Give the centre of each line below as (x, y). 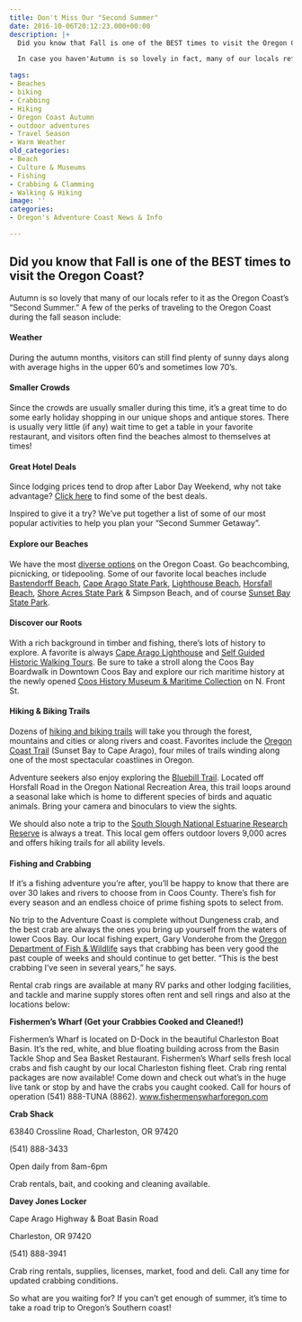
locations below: (40, 1004)
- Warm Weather (38, 142)
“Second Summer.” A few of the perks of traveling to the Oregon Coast (140, 307)
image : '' (28, 201)
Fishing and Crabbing (50, 863)
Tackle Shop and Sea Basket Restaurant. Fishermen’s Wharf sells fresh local (151, 1058)
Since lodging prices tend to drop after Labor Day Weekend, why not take (145, 486)
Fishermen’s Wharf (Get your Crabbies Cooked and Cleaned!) (127, 1022)
